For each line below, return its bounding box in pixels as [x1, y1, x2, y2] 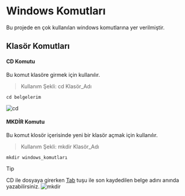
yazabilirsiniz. [6, 183, 40, 190]
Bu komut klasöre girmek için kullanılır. [6, 71, 101, 78]
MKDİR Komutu [6, 118, 45, 126]
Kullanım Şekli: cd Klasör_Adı [20, 82, 92, 90]
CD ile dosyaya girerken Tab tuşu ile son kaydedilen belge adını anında [6, 176, 180, 183]
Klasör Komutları [6, 41, 70, 51]
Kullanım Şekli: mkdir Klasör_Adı [20, 143, 99, 150]
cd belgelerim [6, 94, 42, 100]
